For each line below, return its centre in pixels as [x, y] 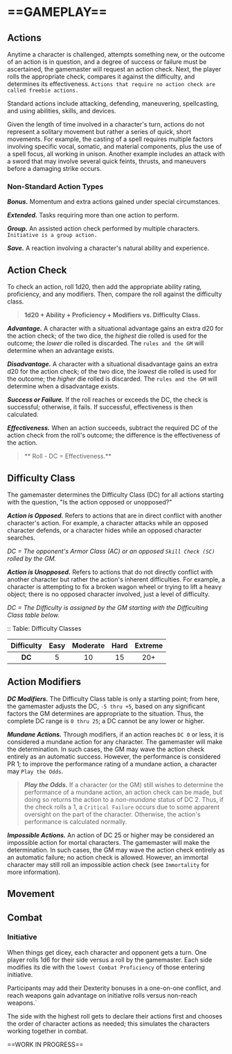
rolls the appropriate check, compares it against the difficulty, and [101, 76]
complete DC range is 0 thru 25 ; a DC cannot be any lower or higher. [106, 720]
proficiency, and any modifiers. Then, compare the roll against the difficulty [115, 294]
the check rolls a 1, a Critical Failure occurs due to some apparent [122, 807]
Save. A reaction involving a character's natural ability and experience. [108, 248]
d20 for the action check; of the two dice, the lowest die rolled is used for [112, 372]
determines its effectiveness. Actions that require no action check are [111, 84]
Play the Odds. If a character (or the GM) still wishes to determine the [124, 784]
